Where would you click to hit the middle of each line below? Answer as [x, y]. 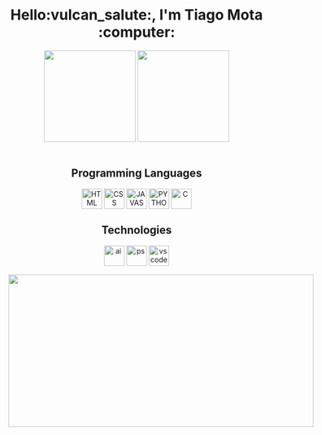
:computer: [137, 32]
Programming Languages [137, 174]
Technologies [137, 231]
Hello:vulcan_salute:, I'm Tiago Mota [137, 15]
